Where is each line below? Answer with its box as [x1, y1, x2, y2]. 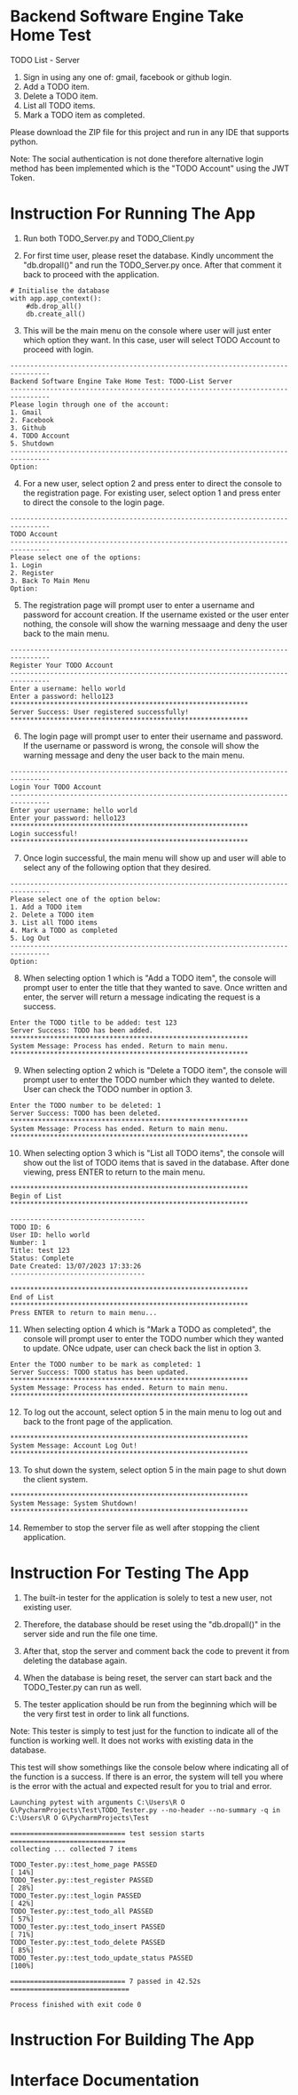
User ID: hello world [10, 1230, 90, 1240]
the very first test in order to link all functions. [22, 1708, 190, 1719]
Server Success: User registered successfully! [10, 707, 190, 717]
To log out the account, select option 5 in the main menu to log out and [22, 1407, 282, 1417]
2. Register [10, 568, 54, 577]
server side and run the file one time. [22, 1628, 158, 1639]
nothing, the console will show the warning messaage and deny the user [22, 618, 288, 629]
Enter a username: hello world [10, 684, 126, 693]
